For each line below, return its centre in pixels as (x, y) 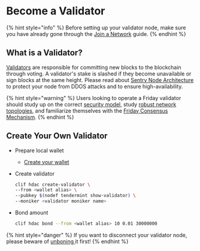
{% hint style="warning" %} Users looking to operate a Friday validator (94, 98)
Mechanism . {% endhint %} (40, 117)
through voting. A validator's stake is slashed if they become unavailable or (99, 74)
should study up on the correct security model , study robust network (91, 104)
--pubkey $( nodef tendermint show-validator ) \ (75, 196)
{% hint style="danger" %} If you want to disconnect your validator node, (97, 235)
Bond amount (31, 213)
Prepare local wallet (39, 150)
